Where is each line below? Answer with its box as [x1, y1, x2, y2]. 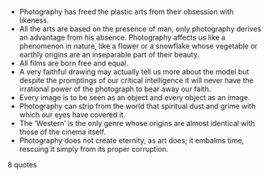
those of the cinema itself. [19, 127, 107, 137]
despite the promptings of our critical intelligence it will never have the [19, 76, 254, 85]
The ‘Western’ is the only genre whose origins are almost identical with [19, 119, 255, 128]
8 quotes [7, 160, 37, 169]
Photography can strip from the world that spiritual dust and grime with [19, 101, 256, 111]
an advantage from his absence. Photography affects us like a [19, 32, 226, 42]
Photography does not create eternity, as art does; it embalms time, [19, 136, 244, 145]
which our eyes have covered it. [19, 110, 126, 120]
